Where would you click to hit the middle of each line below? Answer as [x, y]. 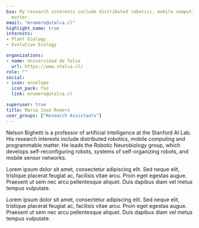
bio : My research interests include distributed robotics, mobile [90, 12]
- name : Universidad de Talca [44, 61]
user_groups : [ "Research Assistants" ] [54, 115]
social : [16, 78]
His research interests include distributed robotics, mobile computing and [96, 139]
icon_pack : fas [30, 89]
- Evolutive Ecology [32, 45]
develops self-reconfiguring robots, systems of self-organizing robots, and [97, 151]
